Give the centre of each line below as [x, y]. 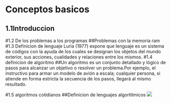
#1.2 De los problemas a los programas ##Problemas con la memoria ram [83, 40]
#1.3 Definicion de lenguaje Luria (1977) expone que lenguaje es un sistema [85, 46]
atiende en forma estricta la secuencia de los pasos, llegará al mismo [78, 79]
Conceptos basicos [47, 9]
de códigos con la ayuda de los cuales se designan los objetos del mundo [83, 51]
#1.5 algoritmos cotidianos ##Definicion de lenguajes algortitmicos [76, 95]
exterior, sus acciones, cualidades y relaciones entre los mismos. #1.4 [79, 57]
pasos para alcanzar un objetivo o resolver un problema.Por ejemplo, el [81, 68]
